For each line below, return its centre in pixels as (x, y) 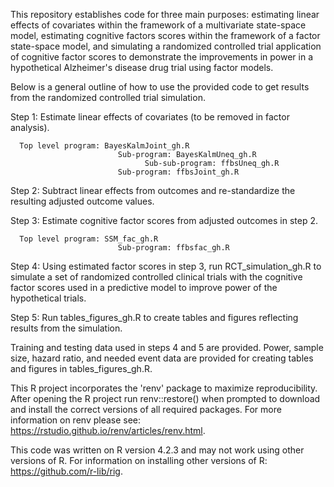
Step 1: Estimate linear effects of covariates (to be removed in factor (150, 117)
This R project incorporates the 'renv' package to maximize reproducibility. (164, 388)
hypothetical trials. (48, 298)
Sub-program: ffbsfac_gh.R (173, 248)
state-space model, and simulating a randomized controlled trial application (166, 46)
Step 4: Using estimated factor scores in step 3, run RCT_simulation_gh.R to (166, 266)
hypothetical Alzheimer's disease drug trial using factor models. (142, 67)
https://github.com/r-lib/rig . (66, 471)
